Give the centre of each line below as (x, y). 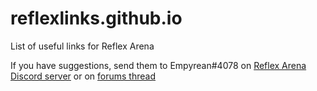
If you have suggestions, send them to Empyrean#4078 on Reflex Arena (158, 65)
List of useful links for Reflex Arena (82, 46)
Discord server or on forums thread (83, 76)
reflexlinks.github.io (96, 18)
